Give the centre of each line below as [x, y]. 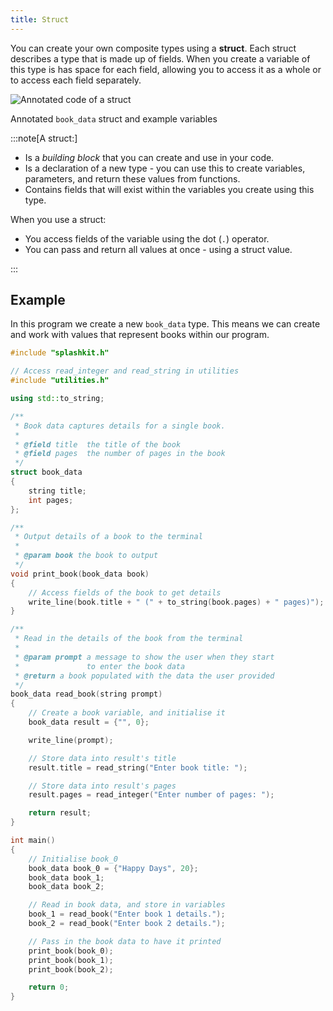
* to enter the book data [100, 666]
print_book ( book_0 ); [71, 951]
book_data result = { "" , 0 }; [89, 722]
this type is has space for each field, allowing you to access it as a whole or [166, 69]
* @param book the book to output [86, 556]
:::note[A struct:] [44, 138]
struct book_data [46, 472]
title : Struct [40, 19]
